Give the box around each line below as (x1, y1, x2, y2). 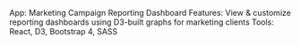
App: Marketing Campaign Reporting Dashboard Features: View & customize (9, 8, 291, 18)
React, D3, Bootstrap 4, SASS (9, 26, 118, 36)
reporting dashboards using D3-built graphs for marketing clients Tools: (9, 17, 275, 27)
